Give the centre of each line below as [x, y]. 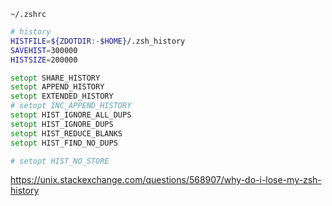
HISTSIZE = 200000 [44, 60]
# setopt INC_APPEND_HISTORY [71, 106]
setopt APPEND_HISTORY [57, 87]
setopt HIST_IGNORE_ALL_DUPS [71, 115]
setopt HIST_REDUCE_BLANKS [66, 133]
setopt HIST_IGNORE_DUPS [62, 124]
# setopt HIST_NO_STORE [60, 161]
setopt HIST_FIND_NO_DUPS [64, 143]
